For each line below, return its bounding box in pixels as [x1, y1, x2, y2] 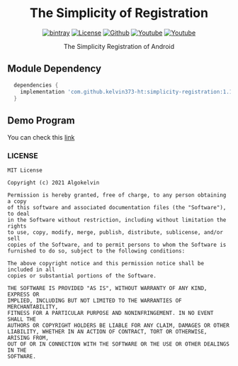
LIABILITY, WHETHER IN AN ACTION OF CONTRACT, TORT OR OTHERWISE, [7, 328, 208, 335]
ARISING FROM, [7, 335, 50, 342]
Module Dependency [7, 62, 101, 75]
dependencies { [13, 82, 59, 89]
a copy [7, 198, 27, 205]
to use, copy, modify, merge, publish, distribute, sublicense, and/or [7, 229, 223, 236]
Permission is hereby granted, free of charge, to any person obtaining [7, 192, 227, 199]
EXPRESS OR [7, 291, 40, 299]
